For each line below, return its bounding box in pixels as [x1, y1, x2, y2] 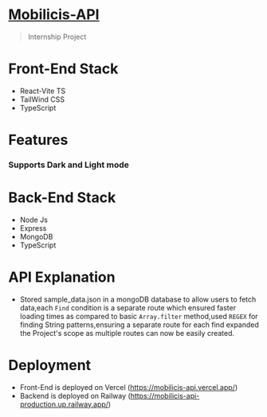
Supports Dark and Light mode [8, 159, 129, 170]
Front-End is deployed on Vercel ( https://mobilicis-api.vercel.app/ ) [19, 382, 238, 392]
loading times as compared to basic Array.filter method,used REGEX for [19, 311, 258, 321]
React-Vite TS [19, 86, 66, 95]
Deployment [8, 357, 92, 375]
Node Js [19, 215, 48, 224]
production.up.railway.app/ [19, 399, 109, 409]
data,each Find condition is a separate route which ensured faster [19, 302, 237, 312]
